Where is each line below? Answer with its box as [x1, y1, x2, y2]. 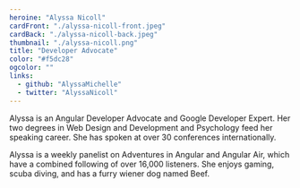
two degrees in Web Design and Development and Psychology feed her [9, 122, 273, 132]
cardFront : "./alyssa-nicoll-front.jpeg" [9, 21, 167, 30]
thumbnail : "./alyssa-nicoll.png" [9, 38, 139, 47]
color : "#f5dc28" [9, 55, 74, 64]
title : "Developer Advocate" [9, 47, 118, 56]
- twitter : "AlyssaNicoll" [17, 88, 118, 97]
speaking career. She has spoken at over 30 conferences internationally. [9, 132, 277, 142]
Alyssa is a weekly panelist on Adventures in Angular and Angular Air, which [9, 149, 290, 159]
